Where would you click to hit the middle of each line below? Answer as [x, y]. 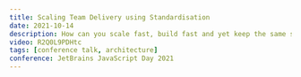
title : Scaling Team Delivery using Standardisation [110, 17]
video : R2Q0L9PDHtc [46, 42]
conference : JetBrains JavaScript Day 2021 [92, 58]
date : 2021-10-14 [42, 26]
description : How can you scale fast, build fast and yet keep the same [148, 34]
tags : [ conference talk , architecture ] [84, 50]
